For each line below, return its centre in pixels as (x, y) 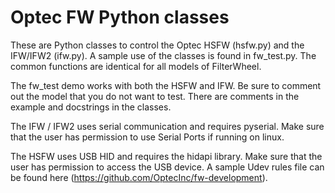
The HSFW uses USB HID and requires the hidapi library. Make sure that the (166, 156)
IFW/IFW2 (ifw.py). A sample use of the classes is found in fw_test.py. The (163, 55)
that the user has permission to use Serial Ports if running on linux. (147, 137)
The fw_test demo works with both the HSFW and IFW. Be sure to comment (166, 85)
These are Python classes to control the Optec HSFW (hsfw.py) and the (157, 45)
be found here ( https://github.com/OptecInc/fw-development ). (139, 177)
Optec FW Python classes (120, 17)
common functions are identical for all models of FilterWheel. (136, 66)
